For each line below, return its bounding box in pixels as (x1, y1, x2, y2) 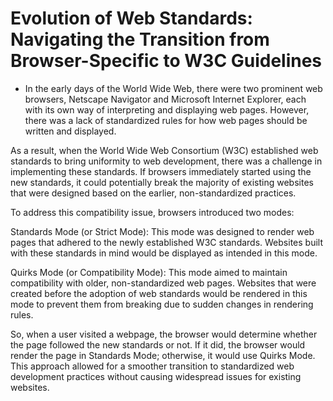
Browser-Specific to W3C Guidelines (10, 50, 323, 72)
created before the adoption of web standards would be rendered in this (10, 287, 308, 299)
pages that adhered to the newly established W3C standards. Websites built (10, 236, 323, 248)
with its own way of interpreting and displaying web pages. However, (24, 103, 310, 116)
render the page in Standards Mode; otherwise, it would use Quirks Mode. (10, 349, 316, 361)
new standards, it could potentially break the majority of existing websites (10, 176, 314, 188)
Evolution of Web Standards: (10, 7, 253, 30)
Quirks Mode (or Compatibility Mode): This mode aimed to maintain (10, 266, 288, 278)
